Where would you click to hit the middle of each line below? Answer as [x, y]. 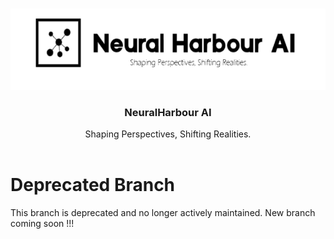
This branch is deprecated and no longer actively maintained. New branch [163, 213]
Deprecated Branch [93, 185]
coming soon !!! [42, 224]
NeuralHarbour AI [168, 112]
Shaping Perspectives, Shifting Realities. [168, 134]
